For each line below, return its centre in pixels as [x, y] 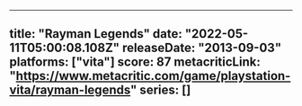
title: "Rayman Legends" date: [96, 34]
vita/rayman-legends [70, 90]
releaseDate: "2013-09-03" [201, 48]
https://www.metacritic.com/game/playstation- [153, 76]
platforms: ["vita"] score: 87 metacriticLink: [135, 62]
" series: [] [160, 90]
